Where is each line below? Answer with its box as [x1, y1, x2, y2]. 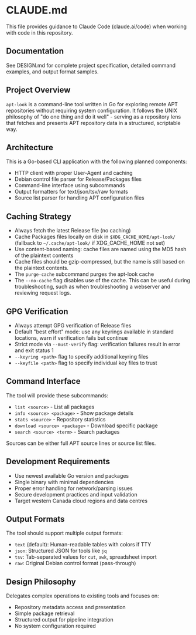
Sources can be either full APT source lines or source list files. [6, 440, 156, 447]
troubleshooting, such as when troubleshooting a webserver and [14, 283, 171, 291]
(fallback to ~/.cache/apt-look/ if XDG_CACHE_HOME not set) [14, 239, 166, 246]
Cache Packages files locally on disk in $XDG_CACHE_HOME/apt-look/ [14, 233, 176, 241]
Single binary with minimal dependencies [14, 478, 114, 485]
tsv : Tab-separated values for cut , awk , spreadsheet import [14, 553, 157, 560]
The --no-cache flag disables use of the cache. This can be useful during [14, 277, 191, 284]
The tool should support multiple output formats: [6, 529, 123, 537]
